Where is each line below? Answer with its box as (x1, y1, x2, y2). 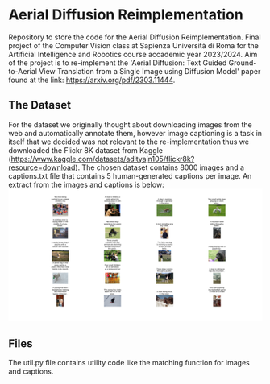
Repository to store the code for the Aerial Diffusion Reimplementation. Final (8, 32, 261, 42)
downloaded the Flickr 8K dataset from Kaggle (8, 145, 164, 155)
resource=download (8, 163, 76, 172)
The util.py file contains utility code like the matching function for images (8, 358, 250, 368)
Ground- (228, 58, 257, 68)
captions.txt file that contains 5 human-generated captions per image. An (8, 171, 252, 180)
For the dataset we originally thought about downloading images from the (8, 119, 252, 130)
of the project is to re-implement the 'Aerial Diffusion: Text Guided (8, 58, 227, 68)
